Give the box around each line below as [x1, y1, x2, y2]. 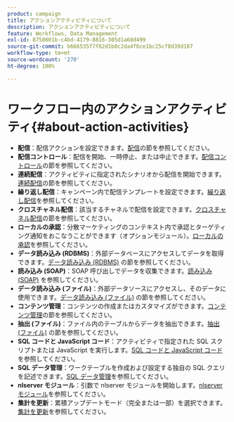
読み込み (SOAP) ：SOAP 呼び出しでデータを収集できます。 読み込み [17, 267, 213, 275]
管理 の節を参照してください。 [30, 310, 116, 319]
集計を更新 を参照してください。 [17, 407, 110, 416]
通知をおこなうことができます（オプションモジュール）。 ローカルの [30, 231, 223, 240]
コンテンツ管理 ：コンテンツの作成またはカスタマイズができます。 [17, 302, 208, 310]
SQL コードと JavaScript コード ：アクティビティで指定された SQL [17, 337, 209, 345]
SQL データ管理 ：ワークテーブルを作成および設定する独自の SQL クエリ [17, 363, 226, 371]
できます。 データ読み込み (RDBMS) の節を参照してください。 [17, 257, 195, 266]
